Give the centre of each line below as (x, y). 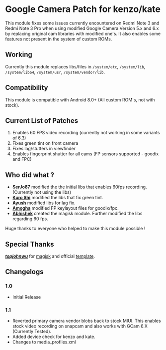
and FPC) (22, 159)
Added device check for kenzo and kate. (54, 337)
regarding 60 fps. (30, 219)
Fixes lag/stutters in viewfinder (44, 149)
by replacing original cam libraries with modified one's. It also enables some (83, 33)
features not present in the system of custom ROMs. (59, 39)
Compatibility (27, 88)
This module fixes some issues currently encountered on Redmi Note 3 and (82, 23)
